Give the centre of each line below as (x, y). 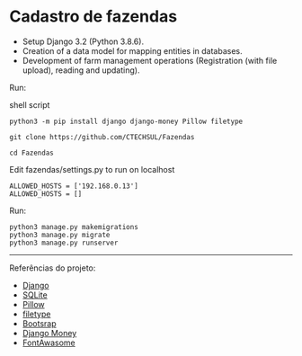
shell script (30, 104)
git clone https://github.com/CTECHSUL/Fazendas (102, 137)
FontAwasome (49, 343)
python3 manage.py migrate (60, 235)
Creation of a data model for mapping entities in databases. (132, 50)
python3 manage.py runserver (64, 243)
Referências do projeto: (53, 268)
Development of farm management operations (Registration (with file (150, 60)
